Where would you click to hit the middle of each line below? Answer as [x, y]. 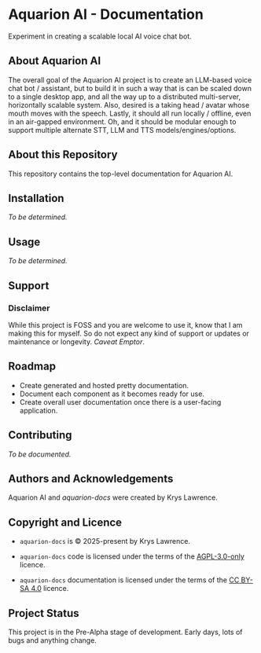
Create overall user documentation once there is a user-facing [120, 402]
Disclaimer [29, 308]
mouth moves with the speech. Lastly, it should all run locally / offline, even [130, 113]
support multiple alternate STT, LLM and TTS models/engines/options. [122, 130]
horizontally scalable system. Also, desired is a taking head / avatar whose [129, 105]
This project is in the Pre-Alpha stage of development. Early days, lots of [125, 632]
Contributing [40, 435]
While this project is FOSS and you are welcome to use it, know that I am [125, 325]
